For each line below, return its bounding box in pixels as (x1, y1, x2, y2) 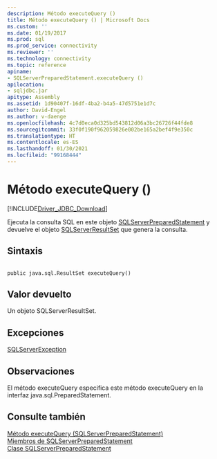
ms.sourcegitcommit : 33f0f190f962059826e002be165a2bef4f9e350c (7, 126, 194, 133)
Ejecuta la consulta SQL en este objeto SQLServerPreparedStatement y (7, 217, 210, 226)
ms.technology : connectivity (7, 55, 91, 62)
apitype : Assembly (7, 94, 60, 101)
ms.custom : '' (7, 23, 48, 30)
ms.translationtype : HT (7, 132, 76, 139)
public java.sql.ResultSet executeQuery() (7, 269, 131, 277)
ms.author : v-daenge (7, 113, 67, 120)
